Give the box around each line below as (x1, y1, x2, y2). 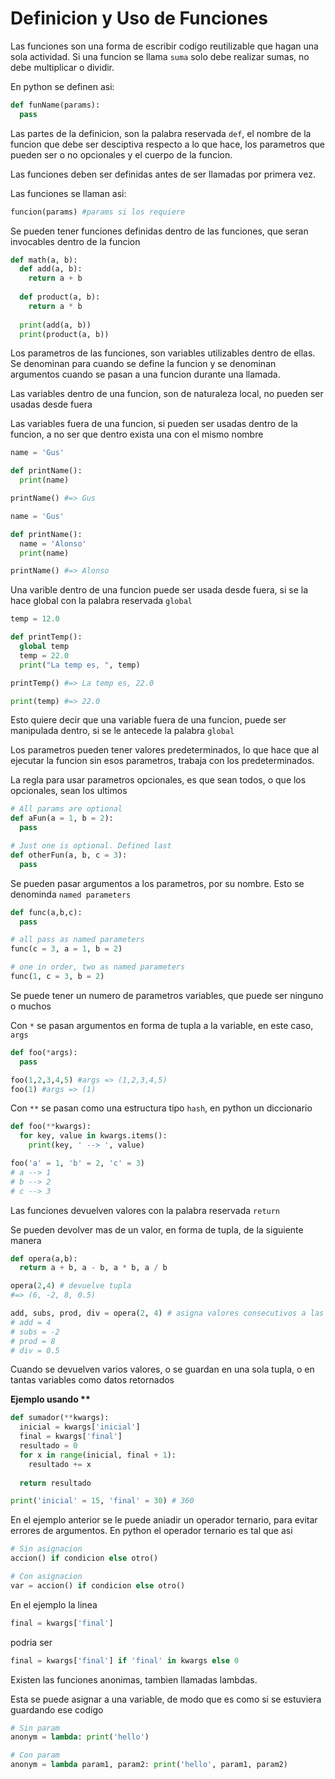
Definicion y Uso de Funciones (10, 7, 268, 30)
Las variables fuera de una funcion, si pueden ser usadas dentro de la (10, 418, 298, 430)
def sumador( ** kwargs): (10, 1413, 110, 1423)
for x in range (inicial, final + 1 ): (19, 1450, 177, 1460)
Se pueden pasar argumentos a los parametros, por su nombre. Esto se (10, 877, 305, 889)
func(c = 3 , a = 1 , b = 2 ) (10, 944, 123, 954)
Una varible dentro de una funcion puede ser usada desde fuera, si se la (10, 584, 309, 596)
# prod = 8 (10, 1336, 56, 1346)
